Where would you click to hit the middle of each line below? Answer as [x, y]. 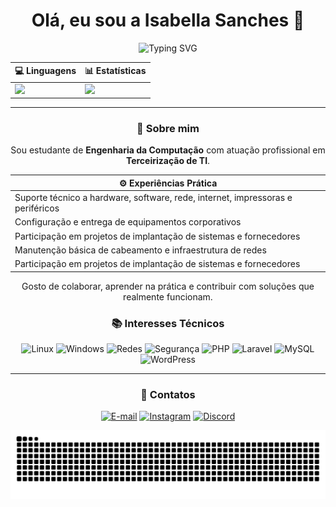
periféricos [37, 208]
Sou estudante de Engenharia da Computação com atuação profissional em [168, 150]
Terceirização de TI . [168, 161]
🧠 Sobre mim [168, 129]
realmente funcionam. [168, 296]
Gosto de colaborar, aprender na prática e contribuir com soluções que [168, 286]
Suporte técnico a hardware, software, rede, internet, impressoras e [153, 198]
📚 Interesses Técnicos [168, 323]
